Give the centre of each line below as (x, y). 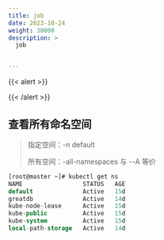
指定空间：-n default (61, 145)
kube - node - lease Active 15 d (67, 206)
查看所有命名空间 (50, 124)
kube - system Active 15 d (67, 221)
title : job (26, 15)
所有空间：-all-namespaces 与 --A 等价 (92, 161)
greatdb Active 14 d (67, 199)
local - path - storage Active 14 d (67, 228)
